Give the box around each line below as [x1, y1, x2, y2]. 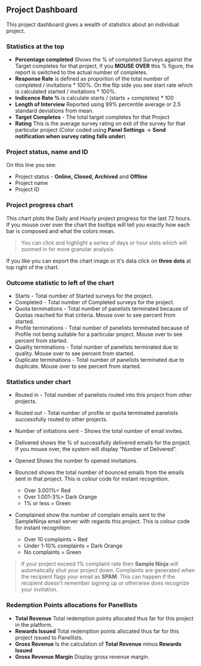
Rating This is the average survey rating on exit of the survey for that [14, 120, 186, 127]
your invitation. [20, 586, 58, 593]
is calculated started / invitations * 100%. [14, 88, 117, 95]
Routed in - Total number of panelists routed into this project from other [14, 391, 192, 399]
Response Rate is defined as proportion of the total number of [14, 75, 169, 82]
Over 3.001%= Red [23, 487, 71, 494]
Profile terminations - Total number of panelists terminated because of [14, 325, 189, 331]
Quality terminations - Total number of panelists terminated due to [14, 343, 179, 350]
